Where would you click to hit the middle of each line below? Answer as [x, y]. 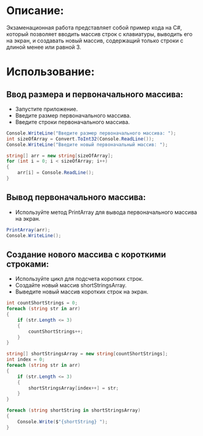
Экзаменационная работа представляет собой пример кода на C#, [94, 28]
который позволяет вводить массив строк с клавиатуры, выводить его [99, 34]
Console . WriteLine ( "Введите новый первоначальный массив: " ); [87, 144]
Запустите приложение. [46, 109]
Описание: [35, 11]
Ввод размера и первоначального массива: [95, 94]
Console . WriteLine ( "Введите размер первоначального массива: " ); [91, 133]
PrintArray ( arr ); [28, 230]
